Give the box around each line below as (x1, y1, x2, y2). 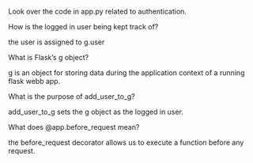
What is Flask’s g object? (8, 53, 89, 62)
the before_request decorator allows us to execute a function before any (8, 138, 244, 147)
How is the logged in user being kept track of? (8, 22, 159, 31)
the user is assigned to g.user (8, 37, 105, 47)
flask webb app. (8, 77, 61, 85)
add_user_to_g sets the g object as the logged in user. (8, 107, 184, 116)
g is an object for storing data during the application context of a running (8, 68, 245, 78)
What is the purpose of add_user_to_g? (8, 92, 136, 101)
